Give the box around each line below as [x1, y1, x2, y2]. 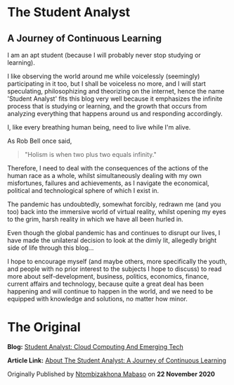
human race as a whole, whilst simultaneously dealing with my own [7, 172, 202, 179]
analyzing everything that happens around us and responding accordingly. [7, 110, 223, 118]
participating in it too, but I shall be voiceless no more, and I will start [7, 80, 206, 88]
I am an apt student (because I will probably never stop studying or [7, 51, 202, 59]
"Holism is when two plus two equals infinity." [24, 151, 157, 158]
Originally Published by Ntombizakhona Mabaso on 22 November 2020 [7, 370, 216, 378]
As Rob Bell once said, [7, 137, 72, 145]
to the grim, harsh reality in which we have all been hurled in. [7, 215, 184, 223]
